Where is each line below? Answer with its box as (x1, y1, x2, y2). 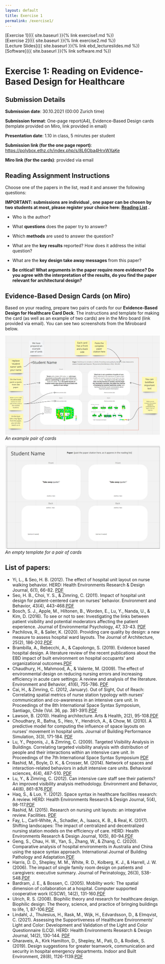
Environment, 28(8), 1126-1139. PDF (12, 953, 83, 959)
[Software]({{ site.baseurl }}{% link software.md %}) (5, 48, 111, 54)
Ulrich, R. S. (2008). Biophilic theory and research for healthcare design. (12, 896, 159, 901)
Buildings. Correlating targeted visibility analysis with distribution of (12, 744, 149, 750)
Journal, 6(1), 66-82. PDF (12, 587, 64, 593)
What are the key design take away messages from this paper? (12, 258, 141, 264)
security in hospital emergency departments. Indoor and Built (12, 948, 137, 954)
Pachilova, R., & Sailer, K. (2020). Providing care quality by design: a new (12, 629, 160, 635)
